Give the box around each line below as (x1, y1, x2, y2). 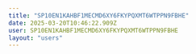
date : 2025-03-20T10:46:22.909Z (8, 19, 117, 27)
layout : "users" (8, 33, 63, 42)
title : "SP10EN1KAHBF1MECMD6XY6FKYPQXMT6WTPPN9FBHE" (8, 11, 190, 20)
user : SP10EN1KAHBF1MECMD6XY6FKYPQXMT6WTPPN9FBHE (8, 26, 179, 34)
